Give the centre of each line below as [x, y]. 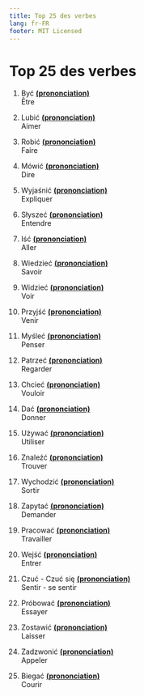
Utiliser [33, 442]
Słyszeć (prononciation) [62, 214]
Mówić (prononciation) [60, 166]
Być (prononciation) [55, 93]
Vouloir [33, 393]
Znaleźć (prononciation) [62, 457]
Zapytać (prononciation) [62, 506]
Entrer [31, 563]
